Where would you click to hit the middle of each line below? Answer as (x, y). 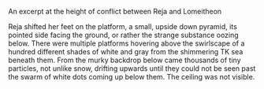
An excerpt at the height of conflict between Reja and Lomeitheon (115, 11)
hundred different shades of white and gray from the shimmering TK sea (126, 52)
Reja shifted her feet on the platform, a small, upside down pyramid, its (123, 26)
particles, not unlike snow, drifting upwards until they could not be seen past (132, 69)
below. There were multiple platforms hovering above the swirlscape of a (126, 43)
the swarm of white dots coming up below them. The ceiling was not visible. (132, 77)
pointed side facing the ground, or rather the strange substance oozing (123, 35)
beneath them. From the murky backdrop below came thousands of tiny (125, 60)
